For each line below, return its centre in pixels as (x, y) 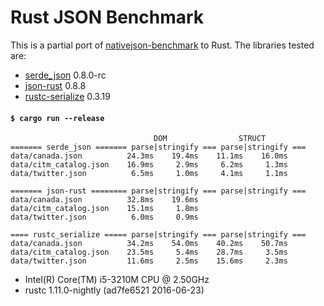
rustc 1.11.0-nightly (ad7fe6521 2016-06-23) (114, 290)
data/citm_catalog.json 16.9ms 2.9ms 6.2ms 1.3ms (149, 165)
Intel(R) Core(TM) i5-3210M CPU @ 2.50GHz (117, 280)
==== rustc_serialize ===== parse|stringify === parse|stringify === (158, 235)
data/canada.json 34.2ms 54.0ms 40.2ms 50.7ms (149, 244)
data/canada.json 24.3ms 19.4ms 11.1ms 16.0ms (149, 156)
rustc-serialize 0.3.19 (67, 96)
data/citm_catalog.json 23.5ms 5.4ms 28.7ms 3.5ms (149, 252)
